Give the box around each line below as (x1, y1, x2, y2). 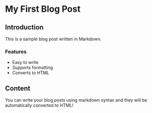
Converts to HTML (12, 70, 50, 76)
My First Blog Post (5, 3, 81, 15)
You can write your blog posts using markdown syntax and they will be (5, 97, 148, 103)
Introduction (5, 23, 44, 31)
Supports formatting (12, 65, 53, 71)
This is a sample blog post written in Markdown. (5, 36, 102, 42)
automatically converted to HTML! (5, 102, 74, 109)
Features (5, 48, 27, 55)
